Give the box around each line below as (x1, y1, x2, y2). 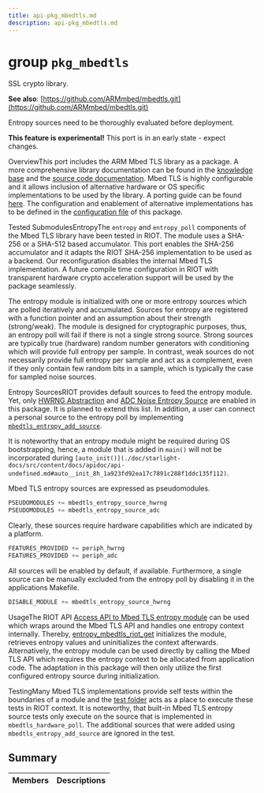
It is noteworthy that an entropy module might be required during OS (8, 436, 230, 446)
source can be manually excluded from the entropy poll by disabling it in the (8, 574, 255, 584)
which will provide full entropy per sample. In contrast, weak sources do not (8, 347, 255, 356)
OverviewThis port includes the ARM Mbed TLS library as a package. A (8, 157, 239, 167)
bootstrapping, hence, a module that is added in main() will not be (8, 445, 222, 454)
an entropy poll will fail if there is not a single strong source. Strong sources (8, 330, 254, 340)
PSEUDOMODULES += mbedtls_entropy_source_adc (8, 506, 160, 514)
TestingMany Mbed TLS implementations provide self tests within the (8, 686, 233, 696)
